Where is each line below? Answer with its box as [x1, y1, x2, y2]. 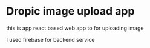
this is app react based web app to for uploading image [6, 24, 144, 32]
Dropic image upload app [6, 4, 135, 18]
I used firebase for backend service [6, 36, 95, 43]
